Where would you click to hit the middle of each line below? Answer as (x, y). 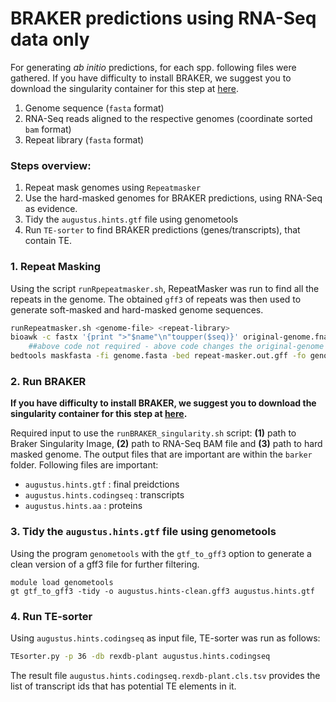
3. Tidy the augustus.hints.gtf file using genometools (143, 532)
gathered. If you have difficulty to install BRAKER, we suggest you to (151, 78)
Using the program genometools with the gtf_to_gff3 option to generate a (161, 553)
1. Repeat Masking (56, 267)
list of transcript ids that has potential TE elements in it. (123, 686)
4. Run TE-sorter (51, 616)
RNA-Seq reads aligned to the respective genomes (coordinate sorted (168, 118)
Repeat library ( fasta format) (84, 139)
